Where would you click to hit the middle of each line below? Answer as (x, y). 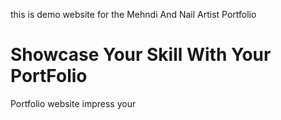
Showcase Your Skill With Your (141, 55)
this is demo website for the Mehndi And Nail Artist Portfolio (133, 14)
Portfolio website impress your (73, 103)
